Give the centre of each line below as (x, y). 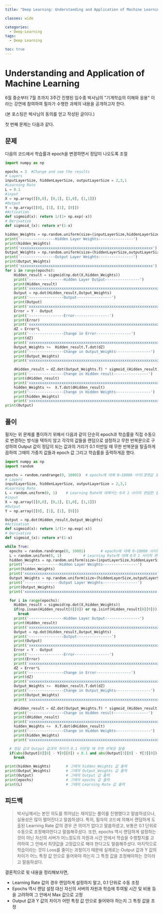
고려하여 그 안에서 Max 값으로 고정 (50, 895)
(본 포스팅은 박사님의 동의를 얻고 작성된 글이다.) (50, 114)
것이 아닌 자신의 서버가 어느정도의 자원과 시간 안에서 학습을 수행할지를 (83, 837)
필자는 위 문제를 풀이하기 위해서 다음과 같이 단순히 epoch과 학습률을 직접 (74, 434)
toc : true (15, 49)
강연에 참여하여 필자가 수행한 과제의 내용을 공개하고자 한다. (70, 104)
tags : (10, 36)
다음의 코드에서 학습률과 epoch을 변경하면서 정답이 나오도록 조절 (66, 154)
